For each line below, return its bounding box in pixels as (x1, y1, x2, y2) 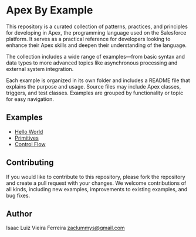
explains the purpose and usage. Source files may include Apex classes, (6, 83, 181, 90)
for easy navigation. (6, 95, 55, 103)
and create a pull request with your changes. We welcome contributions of (6, 180, 187, 187)
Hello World (14, 128, 43, 135)
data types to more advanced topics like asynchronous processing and (6, 59, 178, 66)
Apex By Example (6, 4, 93, 17)
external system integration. (6, 65, 74, 72)
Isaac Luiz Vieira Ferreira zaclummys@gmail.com (6, 224, 125, 232)
